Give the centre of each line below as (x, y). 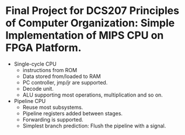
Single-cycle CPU (35, 64)
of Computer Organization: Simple (90, 23)
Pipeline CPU (30, 101)
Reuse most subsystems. (53, 107)
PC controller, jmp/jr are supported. (65, 82)
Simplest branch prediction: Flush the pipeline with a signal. (94, 126)
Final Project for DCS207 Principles (92, 11)
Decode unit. (38, 88)
